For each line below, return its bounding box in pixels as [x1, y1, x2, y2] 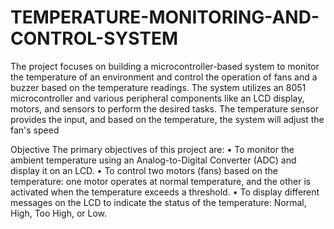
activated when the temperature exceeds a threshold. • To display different [10, 186, 320, 198]
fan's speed [10, 124, 60, 136]
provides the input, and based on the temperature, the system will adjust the [10, 113, 325, 125]
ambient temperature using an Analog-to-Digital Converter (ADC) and [10, 154, 297, 166]
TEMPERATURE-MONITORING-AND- [10, 6, 320, 29]
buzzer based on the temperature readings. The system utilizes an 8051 [10, 81, 307, 93]
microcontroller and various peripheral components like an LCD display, [10, 92, 305, 104]
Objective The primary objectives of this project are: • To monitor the [10, 143, 295, 155]
